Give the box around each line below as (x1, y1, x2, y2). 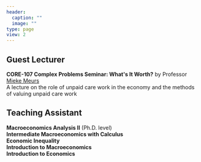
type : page (6, 26, 34, 32)
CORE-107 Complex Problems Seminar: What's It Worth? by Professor (6, 70, 188, 78)
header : (6, 9, 26, 15)
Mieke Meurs (6, 77, 40, 84)
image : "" (12, 20, 37, 26)
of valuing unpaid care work (6, 90, 77, 97)
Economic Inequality (6, 137, 60, 144)
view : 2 (6, 32, 26, 38)
